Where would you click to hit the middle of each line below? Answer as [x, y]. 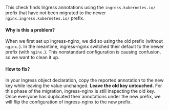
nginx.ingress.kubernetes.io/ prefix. [45, 18]
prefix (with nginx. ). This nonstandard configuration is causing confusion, [83, 52]
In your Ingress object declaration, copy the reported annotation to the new [84, 80]
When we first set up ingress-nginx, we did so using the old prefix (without [84, 41]
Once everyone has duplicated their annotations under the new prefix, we [83, 97]
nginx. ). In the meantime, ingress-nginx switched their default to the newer [84, 47]
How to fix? [18, 69]
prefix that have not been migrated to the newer [56, 13]
